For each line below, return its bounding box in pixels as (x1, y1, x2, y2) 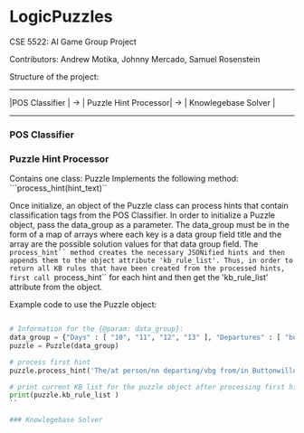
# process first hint (9, 357, 91, 367)
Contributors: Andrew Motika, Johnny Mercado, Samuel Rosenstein (9, 53, 261, 64)
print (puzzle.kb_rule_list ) (9, 391, 119, 400)
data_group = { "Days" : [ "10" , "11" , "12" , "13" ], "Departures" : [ (9, 333, 281, 343)
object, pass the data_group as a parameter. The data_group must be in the (9, 220, 290, 231)
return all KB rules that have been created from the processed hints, (9, 264, 285, 273)
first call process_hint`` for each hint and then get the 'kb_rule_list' (9, 272, 269, 283)
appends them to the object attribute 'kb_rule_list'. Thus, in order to (9, 256, 294, 266)
